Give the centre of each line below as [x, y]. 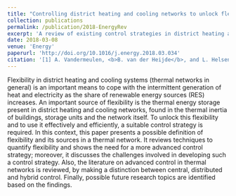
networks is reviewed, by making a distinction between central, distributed [115, 169]
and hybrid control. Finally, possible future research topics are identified [111, 177]
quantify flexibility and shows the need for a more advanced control [105, 147]
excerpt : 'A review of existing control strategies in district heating [116, 33]
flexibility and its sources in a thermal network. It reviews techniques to [110, 140]
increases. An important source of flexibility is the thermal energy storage [114, 102]
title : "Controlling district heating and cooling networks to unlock [113, 14]
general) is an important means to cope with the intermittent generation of [114, 87]
